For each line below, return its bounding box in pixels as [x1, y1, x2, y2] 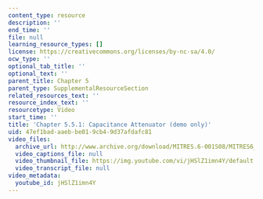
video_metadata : [8, 172, 61, 180]
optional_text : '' [8, 70, 68, 78]
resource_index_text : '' [8, 99, 89, 107]
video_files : [8, 135, 51, 143]
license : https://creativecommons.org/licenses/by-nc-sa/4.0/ [8, 48, 215, 56]
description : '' [8, 19, 61, 27]
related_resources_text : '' [8, 92, 100, 99]
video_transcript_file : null [15, 165, 110, 172]
